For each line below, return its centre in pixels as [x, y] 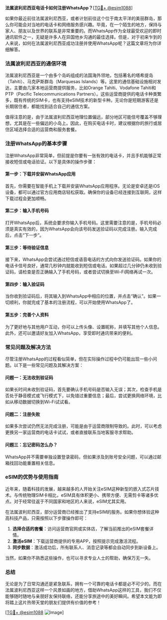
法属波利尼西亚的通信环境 [36, 63]
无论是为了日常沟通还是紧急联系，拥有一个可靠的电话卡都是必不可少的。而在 [83, 584]
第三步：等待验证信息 [27, 247]
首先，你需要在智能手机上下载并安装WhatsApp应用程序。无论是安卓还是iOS [83, 186]
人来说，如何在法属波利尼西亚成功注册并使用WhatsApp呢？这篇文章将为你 [81, 43]
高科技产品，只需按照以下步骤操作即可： [46, 518]
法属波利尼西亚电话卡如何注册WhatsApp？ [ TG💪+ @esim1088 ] [69, 8]
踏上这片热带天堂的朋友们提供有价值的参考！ [55, 603]
